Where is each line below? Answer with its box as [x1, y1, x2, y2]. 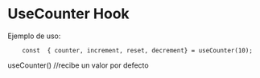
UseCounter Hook [7, 5, 130, 23]
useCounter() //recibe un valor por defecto [7, 60, 150, 70]
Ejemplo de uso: [7, 31, 61, 41]
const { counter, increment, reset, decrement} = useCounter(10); [22, 46, 253, 54]
